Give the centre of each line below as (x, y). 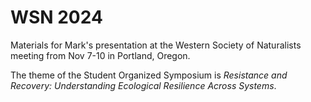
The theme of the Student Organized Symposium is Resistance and (149, 75)
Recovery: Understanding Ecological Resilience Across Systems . (143, 85)
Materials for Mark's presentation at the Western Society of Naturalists (156, 45)
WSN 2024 (56, 17)
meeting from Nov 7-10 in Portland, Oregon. (100, 55)
